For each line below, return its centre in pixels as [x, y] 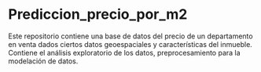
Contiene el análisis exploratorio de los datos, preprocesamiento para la [125, 52]
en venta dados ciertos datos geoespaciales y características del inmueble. [130, 44]
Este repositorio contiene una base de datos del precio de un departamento [130, 36]
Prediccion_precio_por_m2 [98, 14]
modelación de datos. [43, 61]
